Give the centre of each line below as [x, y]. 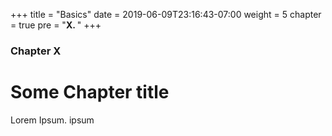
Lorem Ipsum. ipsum [52, 120]
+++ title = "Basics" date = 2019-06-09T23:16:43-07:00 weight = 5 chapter [166, 14]
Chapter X [36, 51]
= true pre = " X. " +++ [56, 25]
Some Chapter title [90, 92]
